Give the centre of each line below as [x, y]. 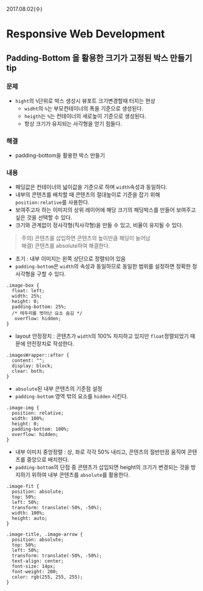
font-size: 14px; [34, 567]
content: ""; [28, 361]
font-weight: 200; [35, 572]
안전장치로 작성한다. [50, 344]
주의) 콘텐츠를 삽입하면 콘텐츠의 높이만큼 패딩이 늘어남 [86, 238]
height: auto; [30, 518]
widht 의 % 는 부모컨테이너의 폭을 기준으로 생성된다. [84, 108]
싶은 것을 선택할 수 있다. [44, 218]
